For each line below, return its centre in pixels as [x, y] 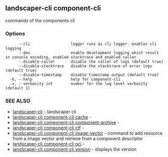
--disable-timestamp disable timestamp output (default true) [89, 75]
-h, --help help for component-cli [65, 80]
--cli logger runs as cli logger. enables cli [88, 44]
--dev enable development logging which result [89, 53]
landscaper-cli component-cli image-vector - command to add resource [88, 133]
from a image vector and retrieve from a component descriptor [78, 139]
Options [15, 33]
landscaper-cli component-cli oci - [48, 144]
